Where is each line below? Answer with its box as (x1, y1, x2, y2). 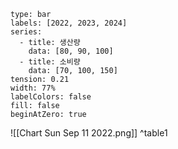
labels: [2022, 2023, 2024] (10, 18, 128, 28)
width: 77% (10, 83, 56, 93)
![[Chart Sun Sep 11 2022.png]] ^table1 (10, 127, 168, 139)
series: (10, 27, 43, 37)
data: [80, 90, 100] (28, 46, 114, 56)
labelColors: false (10, 92, 92, 102)
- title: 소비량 (19, 57, 81, 67)
